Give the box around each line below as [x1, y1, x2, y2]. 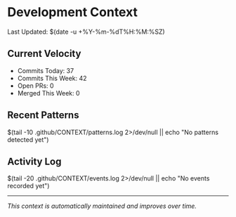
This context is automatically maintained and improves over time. [7, 202, 197, 211]
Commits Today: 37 [17, 66, 74, 74]
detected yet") [7, 135, 49, 144]
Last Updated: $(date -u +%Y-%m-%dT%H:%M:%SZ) [7, 27, 165, 36]
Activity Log [7, 155, 62, 167]
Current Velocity [7, 48, 81, 60]
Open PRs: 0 [17, 81, 54, 90]
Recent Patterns [7, 110, 79, 121]
